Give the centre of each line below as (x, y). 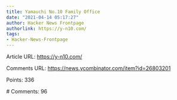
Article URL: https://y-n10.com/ (44, 57)
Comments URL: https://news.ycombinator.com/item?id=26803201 (89, 68)
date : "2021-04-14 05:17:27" (42, 17)
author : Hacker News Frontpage (45, 23)
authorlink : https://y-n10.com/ (46, 28)
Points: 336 (20, 80)
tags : (13, 34)
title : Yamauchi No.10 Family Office (53, 12)
